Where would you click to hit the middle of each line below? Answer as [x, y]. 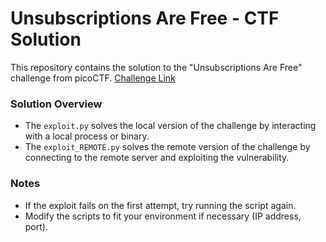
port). [36, 226]
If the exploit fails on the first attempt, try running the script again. [160, 205]
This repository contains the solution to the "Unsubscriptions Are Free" [156, 67]
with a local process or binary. [87, 136]
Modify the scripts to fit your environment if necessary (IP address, [163, 216]
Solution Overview [56, 104]
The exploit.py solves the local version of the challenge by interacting [170, 126]
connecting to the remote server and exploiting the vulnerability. [157, 158]
